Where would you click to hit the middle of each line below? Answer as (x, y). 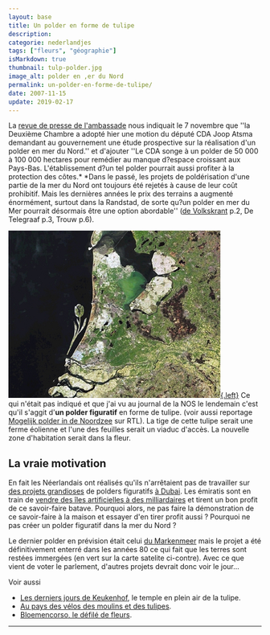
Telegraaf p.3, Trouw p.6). (51, 219)
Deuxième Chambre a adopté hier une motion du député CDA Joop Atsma (131, 134)
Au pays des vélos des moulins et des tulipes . (96, 606)
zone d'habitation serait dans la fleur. (70, 438)
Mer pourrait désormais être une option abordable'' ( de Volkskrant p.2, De (131, 211)
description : (30, 34)
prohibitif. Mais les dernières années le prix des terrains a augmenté (121, 194)
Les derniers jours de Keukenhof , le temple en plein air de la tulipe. (130, 598)
